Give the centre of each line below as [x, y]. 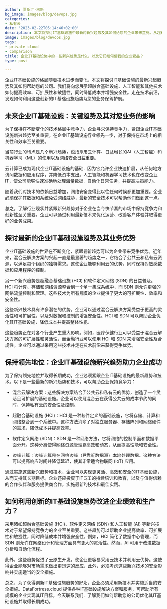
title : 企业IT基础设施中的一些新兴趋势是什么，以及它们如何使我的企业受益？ [74, 56]
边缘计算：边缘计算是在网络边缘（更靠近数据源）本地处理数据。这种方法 [86, 455]
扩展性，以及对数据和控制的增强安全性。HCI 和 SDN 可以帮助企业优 [91, 316]
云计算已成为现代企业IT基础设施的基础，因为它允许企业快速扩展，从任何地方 [83, 169]
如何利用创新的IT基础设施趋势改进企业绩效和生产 [80, 502]
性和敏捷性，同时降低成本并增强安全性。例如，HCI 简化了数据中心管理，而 [82, 536]
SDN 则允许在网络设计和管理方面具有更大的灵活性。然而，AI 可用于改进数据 [83, 542]
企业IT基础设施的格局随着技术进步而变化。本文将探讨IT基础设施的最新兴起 [81, 80]
